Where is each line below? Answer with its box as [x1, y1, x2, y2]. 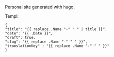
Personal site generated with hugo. [5, 4, 75, 10]
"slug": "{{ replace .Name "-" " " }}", [5, 39, 88, 44]
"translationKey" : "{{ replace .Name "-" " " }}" [5, 44, 110, 48]
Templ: [5, 13, 19, 19]
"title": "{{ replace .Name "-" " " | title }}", [5, 27, 108, 32]
